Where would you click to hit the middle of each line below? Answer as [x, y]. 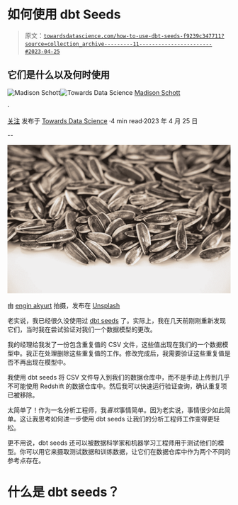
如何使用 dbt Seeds [64, 15]
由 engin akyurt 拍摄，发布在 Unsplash [64, 306]
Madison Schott [157, 92]
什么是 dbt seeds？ [64, 492]
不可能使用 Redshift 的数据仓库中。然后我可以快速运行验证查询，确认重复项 [117, 386]
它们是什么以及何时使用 [58, 75]
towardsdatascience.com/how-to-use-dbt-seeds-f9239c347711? [134, 36]
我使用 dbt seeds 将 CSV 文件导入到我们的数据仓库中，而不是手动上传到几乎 [119, 378]
